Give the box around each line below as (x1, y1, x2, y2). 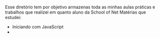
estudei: (5, 15, 22, 20)
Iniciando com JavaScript (12, 24, 64, 30)
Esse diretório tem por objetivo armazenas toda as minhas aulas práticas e (5, 4, 156, 10)
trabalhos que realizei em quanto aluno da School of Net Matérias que (5, 9, 146, 15)
